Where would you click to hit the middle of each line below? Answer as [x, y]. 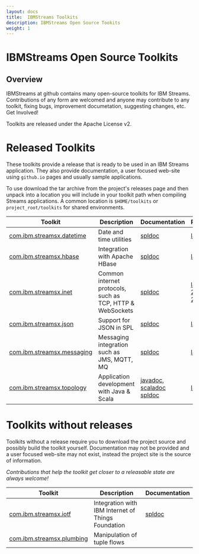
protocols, [112, 288]
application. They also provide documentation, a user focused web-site [93, 171]
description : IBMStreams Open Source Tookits [63, 23]
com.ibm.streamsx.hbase [44, 257]
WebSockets [115, 311]
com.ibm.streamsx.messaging [51, 352]
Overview [25, 79]
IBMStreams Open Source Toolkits [92, 58]
